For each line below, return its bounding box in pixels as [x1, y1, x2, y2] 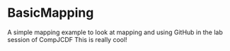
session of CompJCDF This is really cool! [7, 35, 127, 43]
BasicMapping [7, 5, 94, 21]
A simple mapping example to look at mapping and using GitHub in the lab [7, 28, 223, 36]
